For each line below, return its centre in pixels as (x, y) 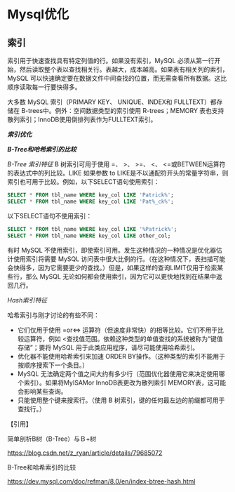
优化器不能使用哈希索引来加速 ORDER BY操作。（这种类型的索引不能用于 (121, 356)
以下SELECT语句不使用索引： (50, 215)
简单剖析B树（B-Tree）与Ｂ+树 (52, 439)
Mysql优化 (38, 14)
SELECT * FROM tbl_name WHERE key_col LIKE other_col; (89, 236)
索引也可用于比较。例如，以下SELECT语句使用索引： (83, 182)
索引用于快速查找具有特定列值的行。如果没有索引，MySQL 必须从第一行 (111, 61)
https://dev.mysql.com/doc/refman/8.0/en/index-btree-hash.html (101, 481)
